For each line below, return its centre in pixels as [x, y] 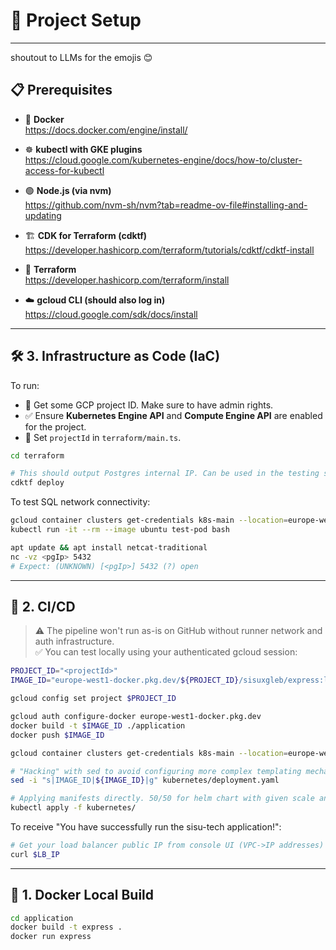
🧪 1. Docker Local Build [82, 895]
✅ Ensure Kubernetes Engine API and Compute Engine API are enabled [173, 415]
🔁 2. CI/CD [43, 606]
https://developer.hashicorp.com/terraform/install [127, 280]
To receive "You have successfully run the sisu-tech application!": [146, 827]
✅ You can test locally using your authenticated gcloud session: [166, 652]
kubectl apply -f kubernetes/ [73, 808]
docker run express [51, 937]
